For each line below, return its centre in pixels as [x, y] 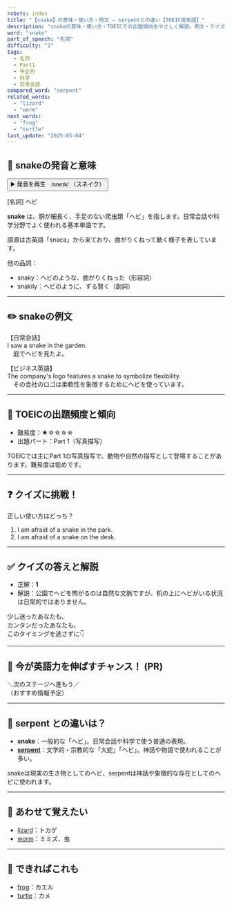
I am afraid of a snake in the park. [65, 530]
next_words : [24, 116]
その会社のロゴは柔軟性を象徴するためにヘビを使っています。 [100, 384]
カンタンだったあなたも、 [43, 625]
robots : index [28, 13]
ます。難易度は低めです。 [49, 464]
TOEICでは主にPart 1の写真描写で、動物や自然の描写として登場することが [112, 456]
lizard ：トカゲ [37, 830]
